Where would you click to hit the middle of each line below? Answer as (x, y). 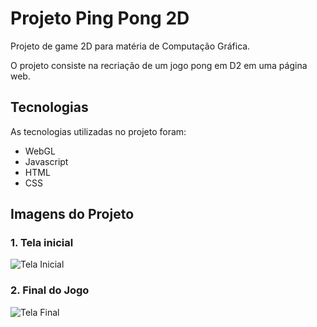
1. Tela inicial (42, 243)
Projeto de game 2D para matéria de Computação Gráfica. (130, 46)
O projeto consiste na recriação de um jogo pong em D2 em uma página (159, 65)
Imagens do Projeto (72, 214)
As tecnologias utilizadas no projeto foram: (98, 131)
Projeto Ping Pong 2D (100, 18)
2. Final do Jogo (50, 290)
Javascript (46, 161)
